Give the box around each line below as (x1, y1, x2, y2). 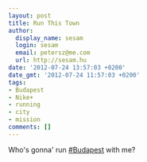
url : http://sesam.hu (15, 57, 87, 65)
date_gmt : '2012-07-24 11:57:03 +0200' (8, 71, 141, 79)
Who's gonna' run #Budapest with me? (8, 144, 136, 154)
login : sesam (15, 41, 59, 49)
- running (8, 101, 41, 109)
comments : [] (8, 123, 52, 131)
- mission (8, 116, 41, 124)
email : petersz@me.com (15, 49, 91, 57)
